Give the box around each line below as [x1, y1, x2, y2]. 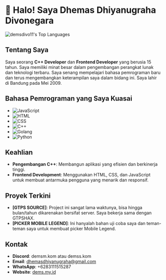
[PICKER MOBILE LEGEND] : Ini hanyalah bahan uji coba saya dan [12, 221, 146, 226]
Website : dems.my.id [12, 269, 56, 275]
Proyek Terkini [5, 191, 51, 200]
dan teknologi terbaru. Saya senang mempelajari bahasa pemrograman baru [5, 69, 161, 75]
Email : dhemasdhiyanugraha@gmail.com [12, 259, 97, 264]
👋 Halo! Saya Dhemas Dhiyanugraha [5, 4, 156, 16]
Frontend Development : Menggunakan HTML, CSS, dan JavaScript [12, 172, 151, 178]
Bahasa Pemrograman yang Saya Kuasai [5, 94, 132, 103]
